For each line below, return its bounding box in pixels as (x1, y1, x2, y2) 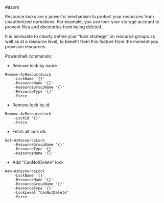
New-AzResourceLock (5, 169, 45, 174)
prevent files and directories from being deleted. (5, 24, 103, 30)
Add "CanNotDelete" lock (12, 160, 64, 165)
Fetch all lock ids (12, 129, 47, 134)
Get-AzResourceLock (5, 138, 45, 143)
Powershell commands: (5, 53, 52, 59)
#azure (5, 4, 20, 10)
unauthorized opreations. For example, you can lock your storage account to (5, 19, 160, 24)
